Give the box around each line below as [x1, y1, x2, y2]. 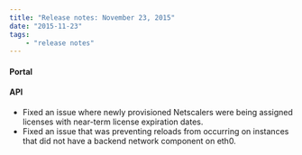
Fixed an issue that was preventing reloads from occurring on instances [22, 126, 289, 137]
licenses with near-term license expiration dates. [22, 116, 204, 127]
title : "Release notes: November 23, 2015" [9, 13, 176, 23]
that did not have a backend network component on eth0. [22, 136, 236, 147]
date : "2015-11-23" [9, 22, 83, 31]
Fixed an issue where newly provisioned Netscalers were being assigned [22, 107, 293, 118]
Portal [9, 66, 33, 77]
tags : [9, 30, 30, 39]
